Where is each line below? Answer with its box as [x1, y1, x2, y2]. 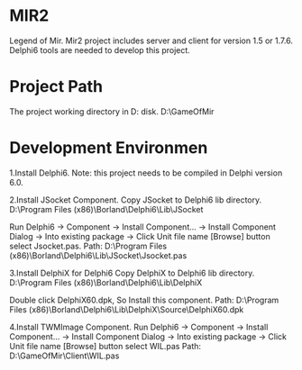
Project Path [9, 77, 104, 97]
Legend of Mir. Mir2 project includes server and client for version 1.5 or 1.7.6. [9, 35, 293, 46]
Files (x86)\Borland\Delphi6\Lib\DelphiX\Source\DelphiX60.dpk [9, 303, 244, 315]
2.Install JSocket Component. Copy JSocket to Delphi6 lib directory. [9, 194, 262, 205]
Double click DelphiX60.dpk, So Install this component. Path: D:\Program [9, 294, 279, 305]
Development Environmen [9, 138, 208, 158]
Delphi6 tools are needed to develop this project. [9, 44, 191, 55]
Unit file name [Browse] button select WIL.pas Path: [9, 340, 201, 351]
